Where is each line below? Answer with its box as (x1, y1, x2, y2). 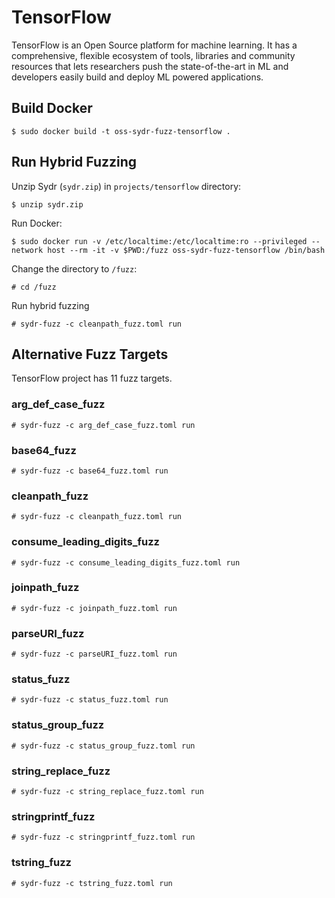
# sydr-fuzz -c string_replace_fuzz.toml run (11, 787, 204, 797)
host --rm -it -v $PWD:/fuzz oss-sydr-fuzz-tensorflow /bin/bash (47, 245, 326, 255)
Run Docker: (11, 217, 63, 229)
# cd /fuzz (11, 282, 57, 292)
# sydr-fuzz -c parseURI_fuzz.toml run (11, 649, 178, 660)
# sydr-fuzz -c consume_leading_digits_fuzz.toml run (11, 557, 241, 568)
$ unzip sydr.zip (11, 199, 84, 210)
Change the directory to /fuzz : (11, 262, 138, 275)
